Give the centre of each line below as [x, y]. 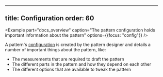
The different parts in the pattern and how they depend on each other [81, 64]
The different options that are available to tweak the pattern [71, 69]
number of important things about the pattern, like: [56, 49]
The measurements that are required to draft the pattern [68, 59]
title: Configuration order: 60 [50, 18]
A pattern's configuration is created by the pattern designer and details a [78, 45]
